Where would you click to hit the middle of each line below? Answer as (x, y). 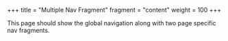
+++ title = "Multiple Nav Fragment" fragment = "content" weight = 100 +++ (114, 10)
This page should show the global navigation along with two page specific (112, 23)
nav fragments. (28, 30)
